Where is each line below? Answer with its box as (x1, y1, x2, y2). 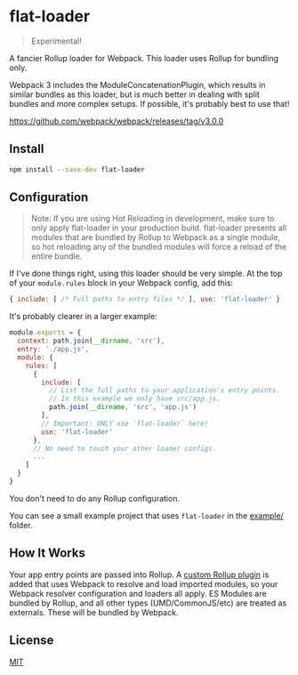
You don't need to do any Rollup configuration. (9, 493, 181, 503)
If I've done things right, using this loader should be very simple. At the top (9, 269, 283, 279)
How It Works (9, 545, 86, 561)
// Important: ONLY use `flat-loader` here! (41, 419, 209, 428)
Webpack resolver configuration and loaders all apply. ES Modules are (9, 588, 267, 599)
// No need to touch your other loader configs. (32, 444, 217, 453)
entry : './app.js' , (17, 345, 90, 354)
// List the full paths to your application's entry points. (48, 386, 280, 395)
